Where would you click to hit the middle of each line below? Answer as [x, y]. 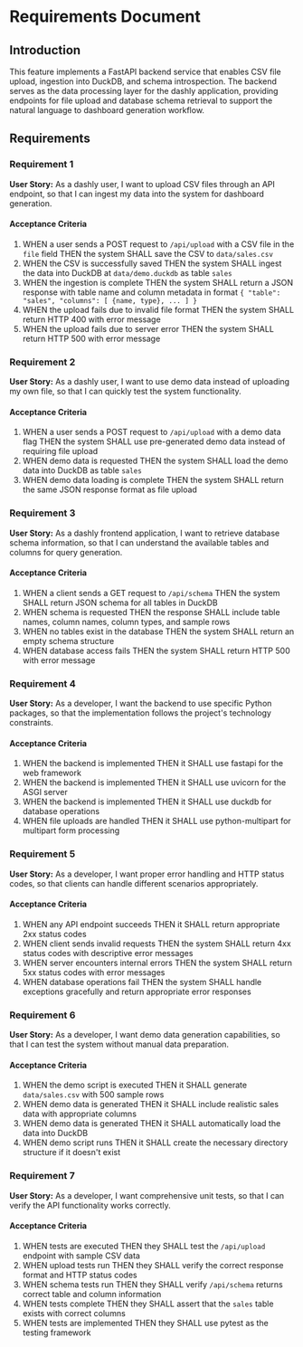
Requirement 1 [42, 165]
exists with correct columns [74, 1313]
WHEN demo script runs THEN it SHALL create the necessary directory [155, 1143]
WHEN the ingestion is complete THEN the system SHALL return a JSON [158, 282]
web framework [52, 773]
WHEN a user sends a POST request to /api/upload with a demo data [152, 432]
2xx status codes [55, 934]
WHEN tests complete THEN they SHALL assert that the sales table [148, 1304]
